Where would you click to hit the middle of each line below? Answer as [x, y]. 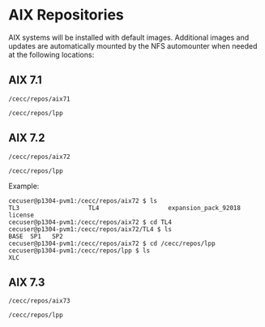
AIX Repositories [66, 15]
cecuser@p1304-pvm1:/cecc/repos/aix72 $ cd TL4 [90, 222]
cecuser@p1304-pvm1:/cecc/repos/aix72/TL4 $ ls [90, 229]
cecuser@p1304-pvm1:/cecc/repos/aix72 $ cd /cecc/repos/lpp [112, 243]
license [21, 215]
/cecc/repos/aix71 [39, 99]
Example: [24, 186]
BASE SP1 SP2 [36, 236]
